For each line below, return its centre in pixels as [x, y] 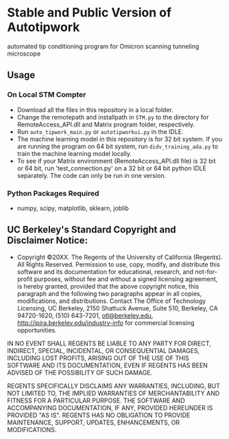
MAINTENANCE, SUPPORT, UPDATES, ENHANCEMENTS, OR [94, 422]
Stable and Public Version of [89, 13]
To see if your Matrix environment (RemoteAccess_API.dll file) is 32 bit [116, 161]
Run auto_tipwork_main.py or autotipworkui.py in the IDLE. [100, 131]
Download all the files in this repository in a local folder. [95, 110]
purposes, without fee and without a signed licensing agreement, [126, 279]
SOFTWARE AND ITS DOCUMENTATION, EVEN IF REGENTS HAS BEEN [107, 365]
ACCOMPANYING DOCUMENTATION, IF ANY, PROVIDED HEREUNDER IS [110, 407]
